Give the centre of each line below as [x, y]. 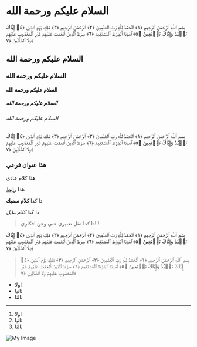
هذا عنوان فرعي [26, 165]
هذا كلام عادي [21, 178]
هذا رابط [16, 189]
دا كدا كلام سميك [24, 200]
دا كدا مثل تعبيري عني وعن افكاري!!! [60, 223]
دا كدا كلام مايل [23, 212]
